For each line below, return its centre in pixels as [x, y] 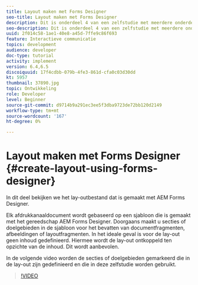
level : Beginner [26, 99]
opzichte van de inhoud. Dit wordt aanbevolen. [63, 247]
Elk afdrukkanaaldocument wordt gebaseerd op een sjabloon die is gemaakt [98, 215]
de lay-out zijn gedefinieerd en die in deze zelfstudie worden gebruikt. [91, 264]
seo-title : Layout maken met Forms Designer [62, 17]
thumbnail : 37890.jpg [33, 83]
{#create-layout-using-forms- [82, 169]
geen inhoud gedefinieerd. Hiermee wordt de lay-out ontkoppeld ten [89, 241]
